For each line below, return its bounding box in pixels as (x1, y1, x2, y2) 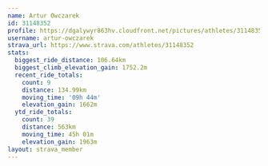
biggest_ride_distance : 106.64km (14, 57, 126, 65)
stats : (7, 49, 30, 57)
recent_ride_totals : (14, 71, 83, 79)
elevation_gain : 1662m (22, 101, 98, 109)
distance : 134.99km (22, 85, 87, 94)
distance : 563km (22, 123, 77, 131)
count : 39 (22, 116, 55, 124)
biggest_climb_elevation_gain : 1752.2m (14, 64, 148, 72)
